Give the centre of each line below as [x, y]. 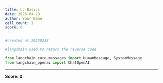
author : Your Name [24, 18]
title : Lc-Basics [23, 9]
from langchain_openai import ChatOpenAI [48, 62]
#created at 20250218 [27, 41]
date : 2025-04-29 [23, 14]
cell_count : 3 [19, 23]
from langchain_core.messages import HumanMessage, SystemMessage [73, 58]
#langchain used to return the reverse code [51, 49]
